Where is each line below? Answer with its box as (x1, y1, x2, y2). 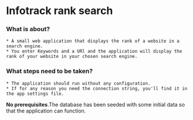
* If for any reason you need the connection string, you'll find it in (6, 85, 188, 91)
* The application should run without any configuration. (6, 80, 151, 86)
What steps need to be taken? (6, 67, 93, 76)
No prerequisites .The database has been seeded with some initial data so (6, 101, 185, 108)
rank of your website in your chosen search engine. (6, 54, 138, 60)
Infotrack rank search (6, 4, 113, 18)
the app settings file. (6, 91, 65, 97)
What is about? (6, 25, 50, 33)
